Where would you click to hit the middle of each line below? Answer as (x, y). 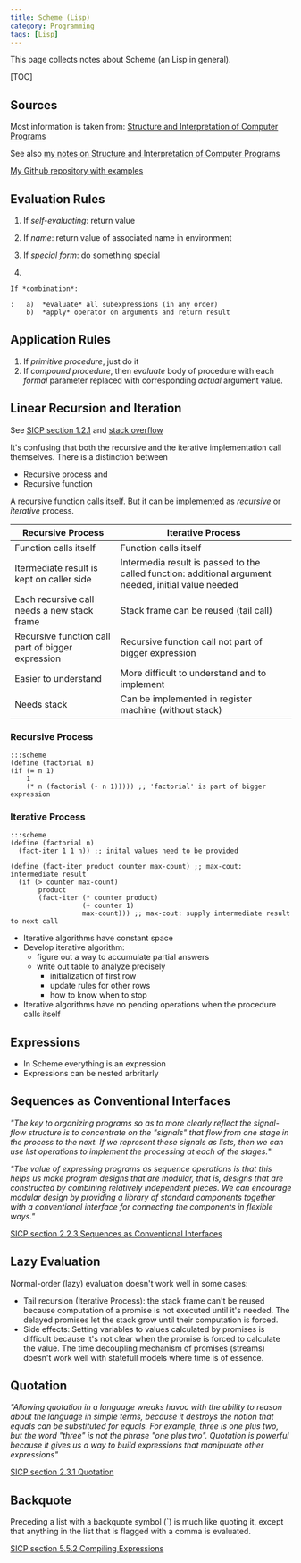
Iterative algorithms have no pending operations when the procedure (150, 1005)
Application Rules (60, 340)
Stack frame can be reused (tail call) (196, 610)
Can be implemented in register (186, 699)
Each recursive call (54, 599)
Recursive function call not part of (191, 641)
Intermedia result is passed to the (190, 562)
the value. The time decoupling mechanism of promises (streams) (144, 1348)
